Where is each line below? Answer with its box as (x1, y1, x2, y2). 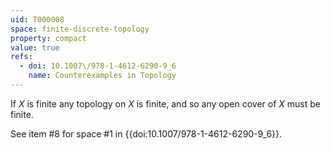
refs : (10, 52, 33, 62)
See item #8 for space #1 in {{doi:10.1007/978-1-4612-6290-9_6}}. (10, 127, 283, 140)
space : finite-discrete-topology (10, 24, 150, 34)
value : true (10, 42, 60, 53)
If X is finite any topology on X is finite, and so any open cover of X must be (10, 97, 321, 110)
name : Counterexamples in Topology (28, 71, 177, 81)
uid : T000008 (10, 14, 65, 25)
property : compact (10, 33, 87, 43)
